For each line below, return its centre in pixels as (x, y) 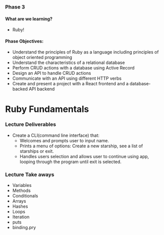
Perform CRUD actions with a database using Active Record (73, 68)
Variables (22, 185)
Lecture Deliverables (30, 124)
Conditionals (25, 196)
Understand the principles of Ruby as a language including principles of (85, 52)
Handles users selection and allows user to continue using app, (84, 156)
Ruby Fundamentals (47, 109)
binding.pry (24, 228)
